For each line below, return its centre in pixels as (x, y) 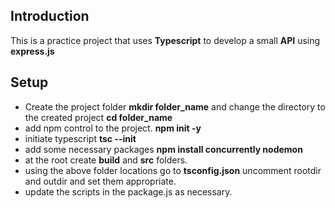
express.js (32, 51)
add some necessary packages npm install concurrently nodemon (163, 149)
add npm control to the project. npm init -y (113, 128)
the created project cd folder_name (98, 117)
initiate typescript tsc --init (80, 138)
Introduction (50, 16)
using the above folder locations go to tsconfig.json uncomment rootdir (173, 170)
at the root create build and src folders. (106, 160)
